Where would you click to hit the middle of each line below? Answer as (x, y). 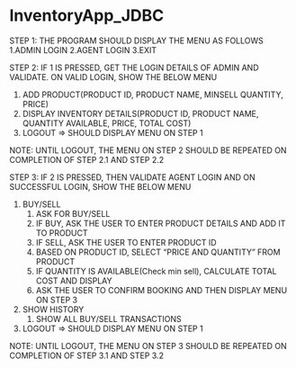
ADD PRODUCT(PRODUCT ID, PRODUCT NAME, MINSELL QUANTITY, (152, 94)
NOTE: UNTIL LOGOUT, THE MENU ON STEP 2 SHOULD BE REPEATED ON (148, 150)
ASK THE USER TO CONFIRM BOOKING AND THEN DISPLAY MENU (161, 290)
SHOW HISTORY (53, 309)
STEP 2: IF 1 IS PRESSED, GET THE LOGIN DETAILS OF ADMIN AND (134, 67)
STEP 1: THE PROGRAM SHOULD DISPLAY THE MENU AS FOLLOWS (136, 40)
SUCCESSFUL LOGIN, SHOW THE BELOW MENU (100, 186)
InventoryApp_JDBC (87, 16)
